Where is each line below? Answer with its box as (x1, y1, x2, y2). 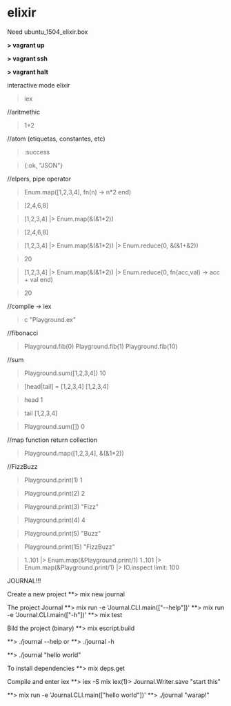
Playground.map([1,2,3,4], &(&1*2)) (23, 449, 124, 457)
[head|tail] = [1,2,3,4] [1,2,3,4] (23, 382, 109, 390)
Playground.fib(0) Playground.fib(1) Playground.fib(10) (23, 342, 178, 350)
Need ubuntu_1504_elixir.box (7, 28, 88, 36)
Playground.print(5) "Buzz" (23, 529, 101, 537)
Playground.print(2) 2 (23, 489, 86, 497)
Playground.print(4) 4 (23, 516, 86, 524)
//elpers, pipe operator (7, 174, 72, 183)
